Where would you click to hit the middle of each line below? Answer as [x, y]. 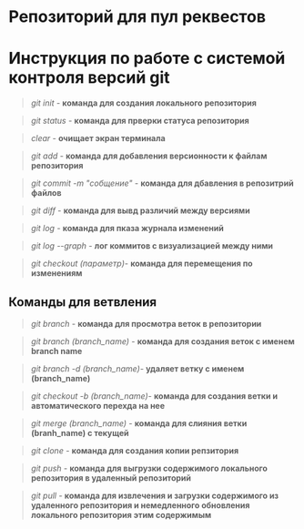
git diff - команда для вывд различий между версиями [141, 210]
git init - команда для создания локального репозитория [143, 103]
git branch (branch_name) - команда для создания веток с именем [162, 341]
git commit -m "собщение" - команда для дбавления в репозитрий [162, 183]
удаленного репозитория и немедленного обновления [140, 505]
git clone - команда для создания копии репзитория [135, 450]
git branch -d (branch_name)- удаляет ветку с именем [137, 368]
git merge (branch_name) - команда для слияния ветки [139, 423]
